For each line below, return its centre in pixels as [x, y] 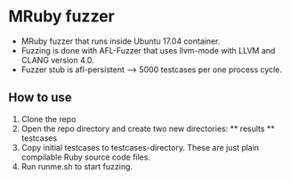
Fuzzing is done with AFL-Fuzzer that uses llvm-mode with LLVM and [148, 50]
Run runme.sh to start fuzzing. [77, 166]
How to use [40, 98]
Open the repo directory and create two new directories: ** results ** [148, 128]
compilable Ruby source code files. [85, 157]
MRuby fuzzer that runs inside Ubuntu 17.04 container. [121, 41]
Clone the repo [48, 119]
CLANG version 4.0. [57, 60]
